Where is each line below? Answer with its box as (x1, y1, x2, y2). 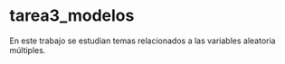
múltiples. (9, 44, 46, 55)
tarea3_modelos (9, 5, 135, 26)
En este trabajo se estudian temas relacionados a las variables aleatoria (9, 35, 276, 46)
